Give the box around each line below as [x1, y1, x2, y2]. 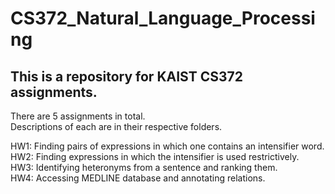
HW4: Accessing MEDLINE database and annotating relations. [10, 172, 266, 184]
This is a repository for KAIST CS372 [10, 68, 243, 85]
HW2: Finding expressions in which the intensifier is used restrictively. [10, 151, 300, 162]
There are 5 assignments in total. [10, 110, 146, 122]
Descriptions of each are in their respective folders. [10, 121, 223, 132]
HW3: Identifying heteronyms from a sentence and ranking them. [10, 162, 278, 173]
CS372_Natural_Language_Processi [10, 7, 316, 30]
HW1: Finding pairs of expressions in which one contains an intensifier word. [10, 140, 325, 152]
